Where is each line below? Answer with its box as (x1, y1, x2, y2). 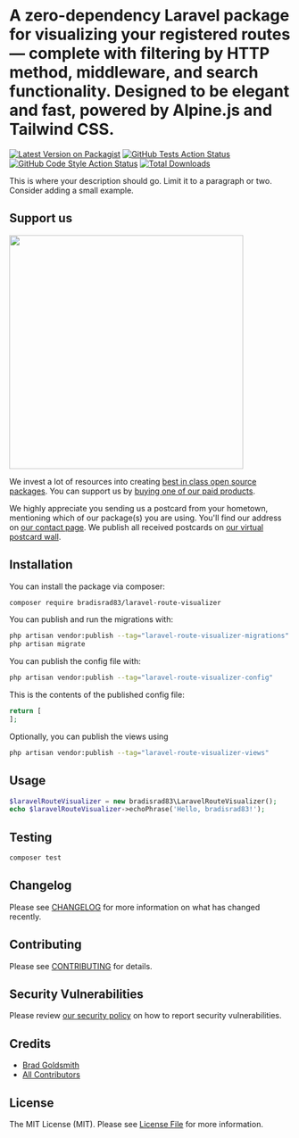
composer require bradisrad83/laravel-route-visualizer (9, 598, 221, 607)
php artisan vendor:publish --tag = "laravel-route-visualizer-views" (9, 748, 270, 757)
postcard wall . (9, 531, 62, 542)
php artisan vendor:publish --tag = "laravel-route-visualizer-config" (9, 673, 274, 683)
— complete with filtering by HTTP (9, 44, 270, 63)
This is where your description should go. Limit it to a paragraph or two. (9, 175, 272, 186)
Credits (9, 1036, 52, 1051)
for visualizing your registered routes (9, 24, 291, 45)
